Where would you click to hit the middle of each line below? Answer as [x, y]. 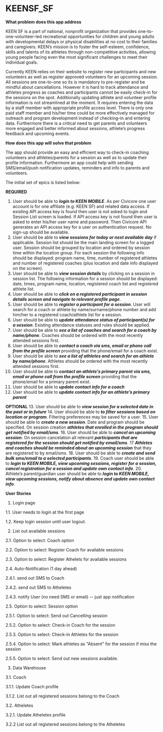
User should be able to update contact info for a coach [69, 387]
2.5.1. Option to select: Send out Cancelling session [57, 616]
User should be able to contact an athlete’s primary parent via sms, [82, 371]
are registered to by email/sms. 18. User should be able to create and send [81, 453]
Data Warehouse [29, 667]
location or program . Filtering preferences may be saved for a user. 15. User [82, 417]
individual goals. [22, 62]
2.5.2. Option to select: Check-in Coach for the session [60, 625]
